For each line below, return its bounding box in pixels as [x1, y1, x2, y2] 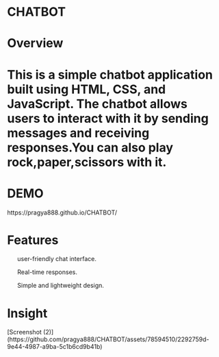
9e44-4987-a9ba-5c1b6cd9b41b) [7, 343, 103, 351]
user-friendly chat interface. [16, 255, 97, 263]
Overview [7, 36, 64, 51]
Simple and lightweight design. [16, 282, 105, 290]
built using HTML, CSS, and [7, 82, 166, 97]
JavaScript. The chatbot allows [7, 96, 188, 112]
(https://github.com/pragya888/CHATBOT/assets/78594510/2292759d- [7, 335, 210, 343]
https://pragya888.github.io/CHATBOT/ [7, 208, 118, 217]
